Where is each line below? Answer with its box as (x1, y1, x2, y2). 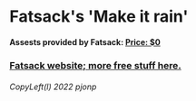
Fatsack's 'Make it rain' (9, 6, 189, 27)
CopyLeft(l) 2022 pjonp (9, 81, 97, 92)
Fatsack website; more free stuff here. (9, 59, 181, 71)
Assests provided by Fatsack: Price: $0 (9, 36, 161, 47)
